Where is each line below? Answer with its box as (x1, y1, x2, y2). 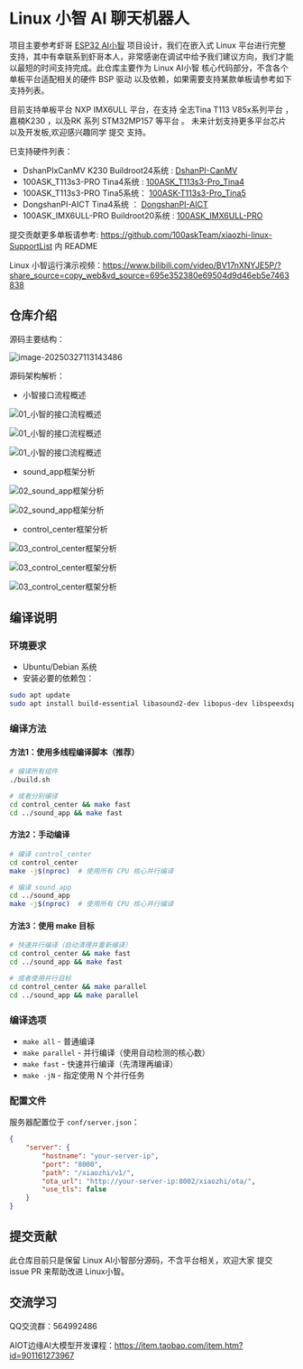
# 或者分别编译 (9, 791, 59, 801)
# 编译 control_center (9, 849, 92, 858)
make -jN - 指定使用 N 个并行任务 (22, 1069, 145, 1080)
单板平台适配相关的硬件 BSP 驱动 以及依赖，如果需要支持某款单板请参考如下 (9, 73, 292, 84)
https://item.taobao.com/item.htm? (114, 1339, 243, 1350)
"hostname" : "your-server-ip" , (41, 1152, 160, 1161)
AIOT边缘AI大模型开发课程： (9, 1339, 115, 1350)
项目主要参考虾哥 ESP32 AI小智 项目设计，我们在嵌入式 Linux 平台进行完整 (9, 40, 287, 51)
